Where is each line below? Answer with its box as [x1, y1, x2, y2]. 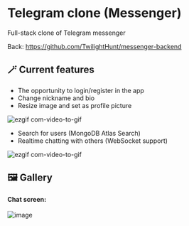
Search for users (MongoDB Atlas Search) [17, 129, 141, 137]
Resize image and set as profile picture [17, 101, 132, 109]
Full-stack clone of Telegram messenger [7, 28, 126, 37]
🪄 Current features [7, 64, 94, 76]
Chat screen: [7, 195, 47, 203]
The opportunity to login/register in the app [17, 86, 144, 95]
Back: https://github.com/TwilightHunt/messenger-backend [7, 42, 182, 50]
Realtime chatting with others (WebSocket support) [17, 136, 168, 145]
